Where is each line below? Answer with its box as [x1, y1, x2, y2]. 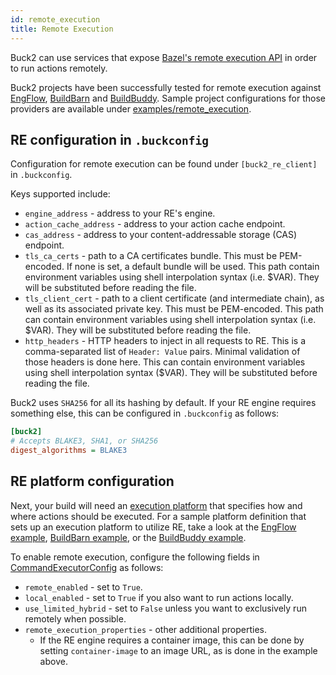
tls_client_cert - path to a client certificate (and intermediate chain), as [24, 292, 325, 305]
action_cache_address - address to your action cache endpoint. [24, 218, 286, 230]
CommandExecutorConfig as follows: [10, 561, 164, 573]
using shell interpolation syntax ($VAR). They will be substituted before [24, 367, 318, 379]
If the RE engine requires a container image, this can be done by [39, 634, 305, 646]
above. [39, 655, 68, 667]
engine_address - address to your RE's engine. [24, 207, 216, 220]
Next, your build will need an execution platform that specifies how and [10, 499, 303, 511]
